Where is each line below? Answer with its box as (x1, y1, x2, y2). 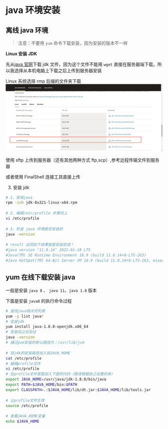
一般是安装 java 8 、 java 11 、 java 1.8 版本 (5, 287, 97, 293)
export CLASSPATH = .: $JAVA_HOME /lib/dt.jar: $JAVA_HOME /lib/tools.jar (5, 387, 151, 392)
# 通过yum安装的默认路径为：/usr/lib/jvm (5, 340, 85, 345)
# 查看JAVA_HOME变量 (5, 414, 45, 419)
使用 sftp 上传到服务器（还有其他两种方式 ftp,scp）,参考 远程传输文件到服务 (5, 157, 160, 163)
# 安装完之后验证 (5, 330, 36, 335)
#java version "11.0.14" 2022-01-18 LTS (5, 247, 91, 252)
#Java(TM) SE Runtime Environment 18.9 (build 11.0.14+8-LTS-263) (5, 253, 147, 258)
